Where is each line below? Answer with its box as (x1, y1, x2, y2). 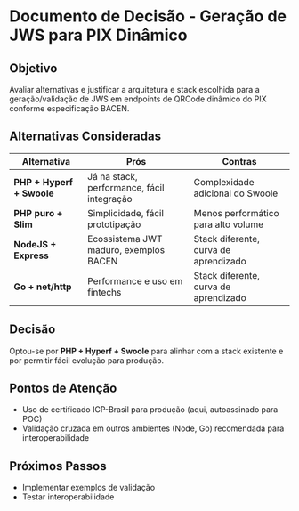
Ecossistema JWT (87, 232, 163, 245)
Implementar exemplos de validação (21, 483, 156, 493)
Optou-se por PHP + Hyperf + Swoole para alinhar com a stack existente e (9, 345, 284, 356)
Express (13, 249, 49, 262)
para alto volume (193, 218, 264, 231)
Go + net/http (13, 280, 72, 293)
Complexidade (193, 175, 255, 188)
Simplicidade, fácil (87, 207, 165, 219)
